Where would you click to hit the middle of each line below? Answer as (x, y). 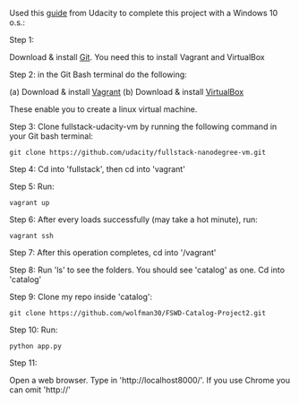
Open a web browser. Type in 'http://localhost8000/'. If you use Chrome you (150, 380)
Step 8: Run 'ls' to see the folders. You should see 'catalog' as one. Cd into (147, 270)
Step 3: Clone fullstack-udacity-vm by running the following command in (143, 126)
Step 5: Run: (32, 186)
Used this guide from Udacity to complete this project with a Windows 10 (144, 13)
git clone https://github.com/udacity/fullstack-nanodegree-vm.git (138, 152)
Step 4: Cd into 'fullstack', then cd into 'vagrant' (98, 169)
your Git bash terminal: (51, 136)
